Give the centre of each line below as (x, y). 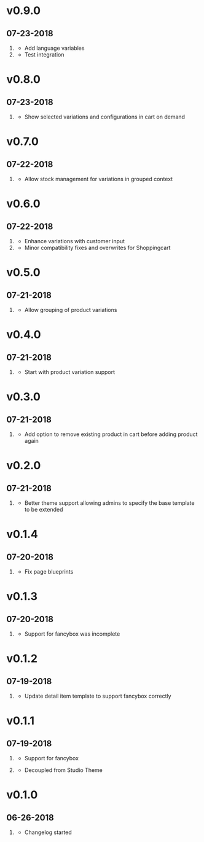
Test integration (44, 55)
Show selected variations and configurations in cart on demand (105, 117)
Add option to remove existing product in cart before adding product (111, 434)
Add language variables (54, 48)
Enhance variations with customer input (74, 241)
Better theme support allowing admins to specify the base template (109, 503)
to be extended (44, 509)
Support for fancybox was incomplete (72, 634)
